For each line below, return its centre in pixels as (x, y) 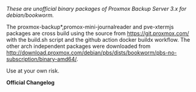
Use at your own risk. (33, 71)
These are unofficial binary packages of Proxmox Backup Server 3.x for (96, 9)
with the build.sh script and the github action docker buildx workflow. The (98, 40)
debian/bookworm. (30, 15)
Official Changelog (30, 82)
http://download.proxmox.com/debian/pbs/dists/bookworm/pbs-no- (92, 53)
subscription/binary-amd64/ (42, 59)
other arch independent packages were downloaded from (78, 46)
